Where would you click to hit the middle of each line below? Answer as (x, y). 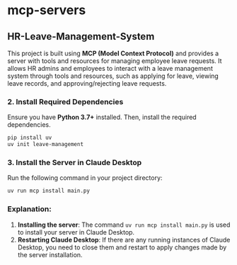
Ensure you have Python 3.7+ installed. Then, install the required (102, 117)
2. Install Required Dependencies (65, 101)
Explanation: (29, 209)
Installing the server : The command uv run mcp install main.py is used (124, 225)
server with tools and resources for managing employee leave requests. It (115, 61)
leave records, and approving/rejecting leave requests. (87, 83)
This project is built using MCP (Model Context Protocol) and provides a (113, 53)
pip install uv (30, 138)
